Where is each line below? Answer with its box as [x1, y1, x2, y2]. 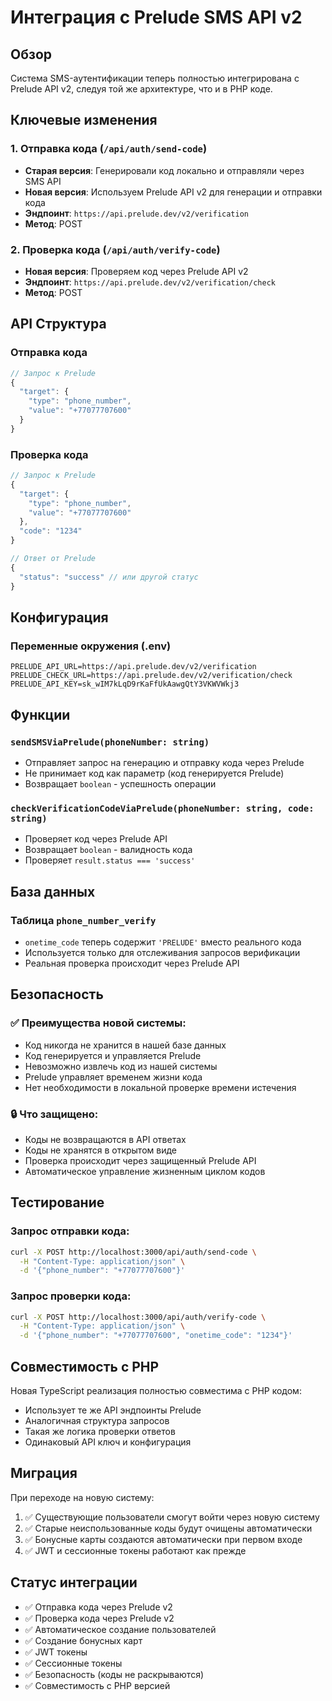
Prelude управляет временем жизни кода [24, 1071, 203, 1083]
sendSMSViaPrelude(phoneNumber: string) [10, 736, 210, 748]
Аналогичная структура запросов [24, 1414, 170, 1426]
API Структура [10, 316, 107, 333]
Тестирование [10, 1194, 105, 1211]
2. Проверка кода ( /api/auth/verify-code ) [10, 242, 221, 256]
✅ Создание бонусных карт [24, 1634, 143, 1646]
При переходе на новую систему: [10, 1491, 155, 1503]
